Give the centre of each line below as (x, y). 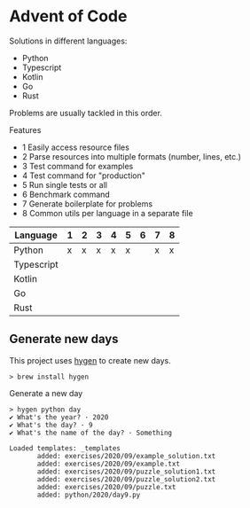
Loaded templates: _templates (65, 448)
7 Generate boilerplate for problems (87, 203)
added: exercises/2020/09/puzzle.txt (106, 487)
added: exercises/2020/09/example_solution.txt (126, 456)
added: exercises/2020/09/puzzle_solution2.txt (126, 479)
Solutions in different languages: (68, 41)
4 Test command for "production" (84, 176)
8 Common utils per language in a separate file (107, 213)
